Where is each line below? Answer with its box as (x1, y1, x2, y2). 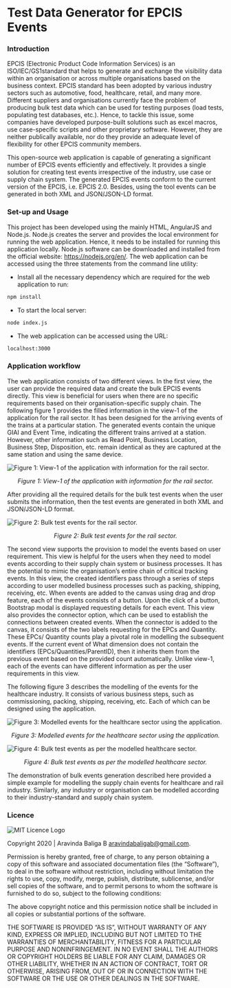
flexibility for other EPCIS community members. (7, 140, 142, 149)
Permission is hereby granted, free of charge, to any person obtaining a (7, 852, 210, 861)
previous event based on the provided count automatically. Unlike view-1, (7, 654, 214, 662)
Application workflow (7, 361, 81, 371)
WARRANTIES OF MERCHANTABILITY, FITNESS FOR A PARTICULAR (7, 938, 201, 946)
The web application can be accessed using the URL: (16, 332, 168, 340)
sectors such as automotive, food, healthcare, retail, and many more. (7, 89, 202, 97)
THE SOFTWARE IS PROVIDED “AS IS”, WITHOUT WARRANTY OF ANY (7, 923, 207, 931)
